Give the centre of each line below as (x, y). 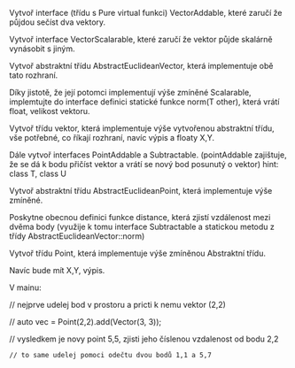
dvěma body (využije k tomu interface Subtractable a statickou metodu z (142, 226)
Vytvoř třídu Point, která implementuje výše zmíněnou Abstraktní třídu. (137, 253)
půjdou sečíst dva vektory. (58, 22)
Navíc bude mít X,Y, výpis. (57, 270)
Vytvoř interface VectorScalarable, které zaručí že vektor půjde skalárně (141, 39)
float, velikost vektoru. (50, 111)
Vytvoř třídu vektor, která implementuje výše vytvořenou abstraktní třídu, (142, 128)
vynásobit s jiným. (42, 49)
